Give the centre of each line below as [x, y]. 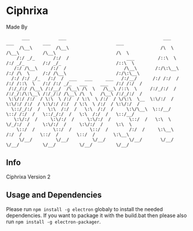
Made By [17, 27]
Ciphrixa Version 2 [28, 177]
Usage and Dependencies [54, 195]
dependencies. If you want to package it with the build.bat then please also [96, 215]
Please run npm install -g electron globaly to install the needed [85, 209]
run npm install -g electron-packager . [54, 221]
